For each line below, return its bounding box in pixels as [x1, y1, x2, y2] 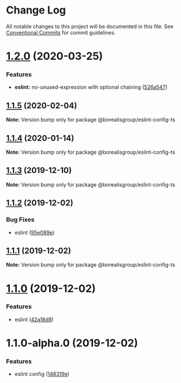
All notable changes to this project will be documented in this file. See [6, 23, 174, 30]
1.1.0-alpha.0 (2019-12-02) [6, 337, 138, 350]
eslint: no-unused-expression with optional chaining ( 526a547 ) [14, 84, 168, 91]
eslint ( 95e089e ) [14, 229, 55, 236]
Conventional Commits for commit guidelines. [6, 29, 116, 36]
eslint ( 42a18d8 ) [14, 316, 54, 323]
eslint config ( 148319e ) [14, 371, 70, 378]
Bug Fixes [6, 216, 35, 224]
